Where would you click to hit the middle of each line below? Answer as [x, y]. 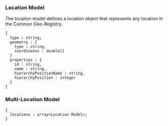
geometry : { [24, 42]
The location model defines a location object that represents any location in [84, 19]
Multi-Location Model [32, 100]
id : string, [28, 65]
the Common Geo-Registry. [34, 24]
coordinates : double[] [40, 51]
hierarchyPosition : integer [45, 78]
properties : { [26, 60]
